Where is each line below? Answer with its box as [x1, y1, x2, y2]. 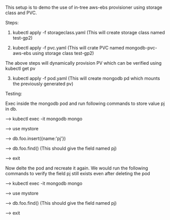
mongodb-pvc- [125, 45, 157, 50]
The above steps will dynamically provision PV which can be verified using [5, 60, 162, 66]
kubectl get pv [5, 66, 36, 71]
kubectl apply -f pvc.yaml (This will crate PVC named [12, 45, 125, 50]
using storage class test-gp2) [32, 50, 94, 56]
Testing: [5, 91, 22, 96]
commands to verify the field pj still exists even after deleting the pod [5, 171, 150, 176]
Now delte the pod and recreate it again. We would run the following [5, 165, 149, 171]
